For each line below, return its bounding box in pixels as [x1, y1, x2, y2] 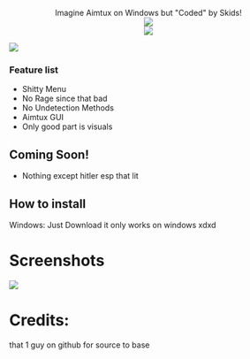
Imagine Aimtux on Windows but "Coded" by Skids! [54, 8, 243, 18]
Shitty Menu [21, 84, 67, 95]
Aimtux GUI [21, 112, 64, 123]
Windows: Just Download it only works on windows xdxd [9, 219, 216, 230]
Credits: [9, 310, 70, 331]
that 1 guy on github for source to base [9, 340, 150, 350]
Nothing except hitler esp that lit [21, 171, 139, 181]
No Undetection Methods [21, 103, 115, 113]
